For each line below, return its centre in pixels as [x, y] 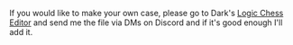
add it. [21, 32]
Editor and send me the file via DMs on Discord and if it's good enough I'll [146, 22]
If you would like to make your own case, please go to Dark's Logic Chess [146, 13]
